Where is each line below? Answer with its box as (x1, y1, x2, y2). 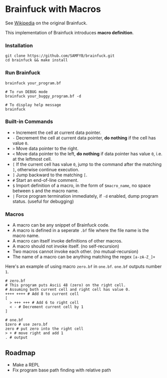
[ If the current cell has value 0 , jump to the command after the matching (12, 161, 162, 167)
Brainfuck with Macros (5, 3, 101, 15)
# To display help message (5, 102, 61, 108)
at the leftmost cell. (12, 156, 52, 162)
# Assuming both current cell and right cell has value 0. (5, 287, 131, 292)
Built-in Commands (5, 118, 53, 125)
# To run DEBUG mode (5, 89, 48, 94)
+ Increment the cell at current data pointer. (12, 129, 101, 135)
